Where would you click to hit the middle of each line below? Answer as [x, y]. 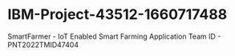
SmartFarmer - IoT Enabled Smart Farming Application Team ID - [114, 36]
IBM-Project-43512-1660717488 [118, 15]
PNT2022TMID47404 [43, 44]
